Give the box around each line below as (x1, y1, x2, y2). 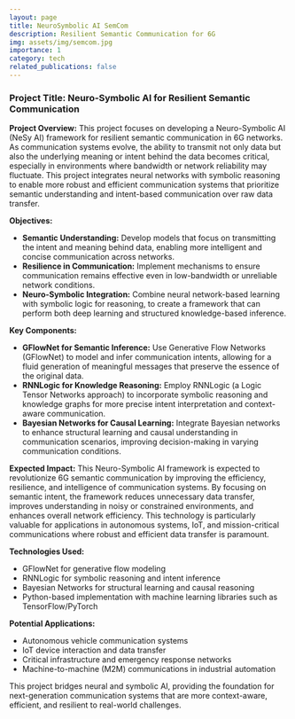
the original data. (21, 371, 84, 381)
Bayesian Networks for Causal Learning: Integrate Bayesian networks (21, 418, 281, 428)
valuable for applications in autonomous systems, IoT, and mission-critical (9, 520, 280, 530)
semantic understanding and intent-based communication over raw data (9, 189, 273, 199)
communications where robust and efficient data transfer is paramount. (9, 529, 270, 540)
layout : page (9, 12, 58, 22)
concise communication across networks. (21, 252, 175, 262)
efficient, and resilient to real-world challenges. (9, 699, 182, 710)
